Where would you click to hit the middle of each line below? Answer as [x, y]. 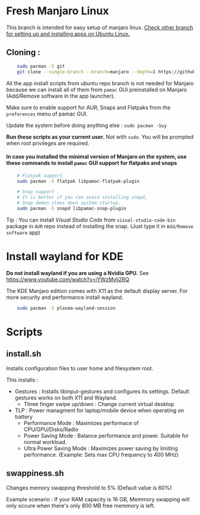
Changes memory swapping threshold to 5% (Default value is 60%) [89, 488]
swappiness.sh [35, 474]
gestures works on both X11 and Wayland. [66, 398]
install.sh [24, 354]
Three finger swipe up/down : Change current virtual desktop [99, 404]
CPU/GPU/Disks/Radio [51, 429]
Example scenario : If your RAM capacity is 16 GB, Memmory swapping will [98, 499]
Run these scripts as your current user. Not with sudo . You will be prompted [100, 137]
